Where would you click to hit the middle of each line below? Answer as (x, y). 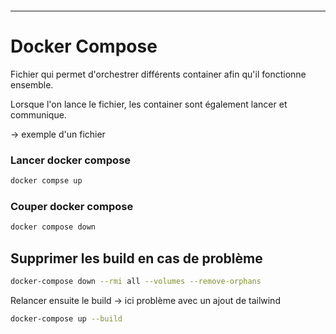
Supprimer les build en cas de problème (136, 258)
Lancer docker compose (71, 160)
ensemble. (32, 84)
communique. (38, 114)
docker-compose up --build (66, 318)
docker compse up (46, 181)
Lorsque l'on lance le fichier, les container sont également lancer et (149, 104)
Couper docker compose (72, 207)
